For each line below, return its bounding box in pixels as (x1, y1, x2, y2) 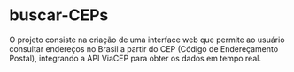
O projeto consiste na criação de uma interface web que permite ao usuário (9, 34, 285, 45)
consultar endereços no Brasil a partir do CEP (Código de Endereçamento (9, 43, 279, 54)
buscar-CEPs (9, 5, 109, 25)
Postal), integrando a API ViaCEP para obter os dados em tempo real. (9, 53, 261, 63)
